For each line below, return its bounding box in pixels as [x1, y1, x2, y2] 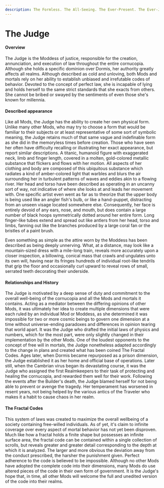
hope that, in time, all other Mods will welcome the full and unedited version [5, 473, 157, 479]
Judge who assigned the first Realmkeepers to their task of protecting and [5, 368, 155, 374]
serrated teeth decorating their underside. [5, 268, 89, 274]
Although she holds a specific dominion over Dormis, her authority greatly [5, 66, 154, 72]
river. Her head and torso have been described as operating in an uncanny [5, 181, 155, 187]
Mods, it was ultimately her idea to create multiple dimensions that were [5, 306, 150, 312]
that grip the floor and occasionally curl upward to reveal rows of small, [5, 263, 148, 269]
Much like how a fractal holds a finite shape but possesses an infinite [5, 431, 144, 437]
